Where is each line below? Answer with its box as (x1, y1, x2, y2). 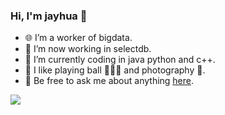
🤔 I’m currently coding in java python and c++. (24, 54, 216, 66)
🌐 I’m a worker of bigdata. (24, 32, 133, 44)
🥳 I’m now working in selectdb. (24, 43, 152, 55)
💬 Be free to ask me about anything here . (24, 75, 195, 87)
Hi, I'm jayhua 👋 (10, 9, 88, 23)
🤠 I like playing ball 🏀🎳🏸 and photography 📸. (24, 64, 206, 76)
